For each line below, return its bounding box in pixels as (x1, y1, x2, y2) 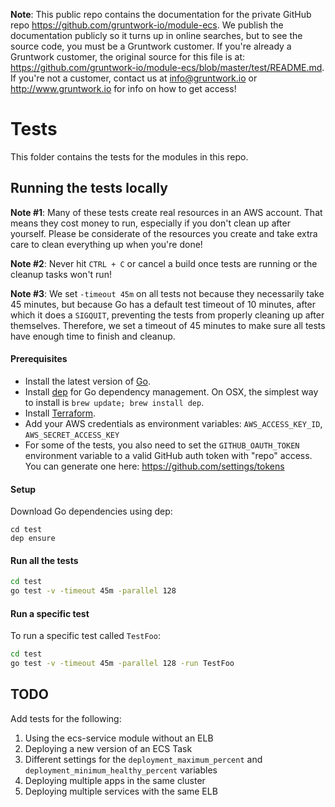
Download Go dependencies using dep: (10, 505, 173, 518)
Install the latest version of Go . (24, 375, 151, 387)
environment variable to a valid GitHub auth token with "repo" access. (24, 449, 313, 461)
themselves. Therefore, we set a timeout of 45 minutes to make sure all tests (10, 319, 326, 331)
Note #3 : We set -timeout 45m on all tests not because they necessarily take (10, 287, 325, 299)
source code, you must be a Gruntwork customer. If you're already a (10, 40, 292, 52)
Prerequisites (10, 353, 68, 365)
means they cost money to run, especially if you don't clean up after (10, 217, 291, 229)
